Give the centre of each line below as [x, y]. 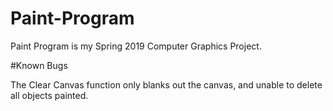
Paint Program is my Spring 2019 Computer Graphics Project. [136, 46]
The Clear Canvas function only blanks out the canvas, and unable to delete [166, 84]
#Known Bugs [39, 65]
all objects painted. [49, 95]
